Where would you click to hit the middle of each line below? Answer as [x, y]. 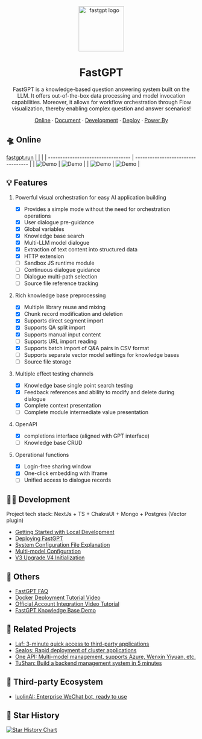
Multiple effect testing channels [54, 374]
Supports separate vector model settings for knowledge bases [102, 354]
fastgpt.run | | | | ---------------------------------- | [70, 157]
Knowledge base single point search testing [78, 385]
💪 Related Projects [41, 629]
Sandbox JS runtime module [59, 263]
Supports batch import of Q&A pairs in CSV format [87, 348]
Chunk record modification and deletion [73, 314]
